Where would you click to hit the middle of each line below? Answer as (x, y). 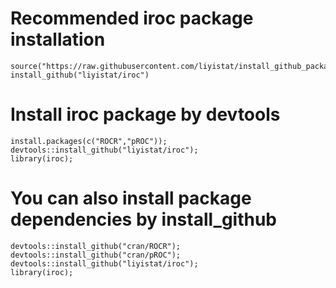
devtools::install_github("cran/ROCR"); (96, 246)
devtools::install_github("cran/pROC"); (96, 255)
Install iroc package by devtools (145, 114)
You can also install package (131, 198)
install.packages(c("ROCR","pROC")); (89, 141)
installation (58, 39)
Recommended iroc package (132, 18)
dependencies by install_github (144, 219)
